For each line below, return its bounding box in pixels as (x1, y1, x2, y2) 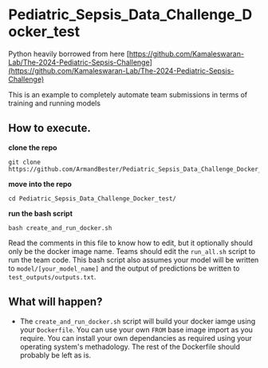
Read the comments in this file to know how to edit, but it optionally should (8, 238, 254, 247)
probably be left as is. (19, 350, 92, 360)
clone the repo (8, 142, 57, 152)
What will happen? (8, 295, 103, 309)
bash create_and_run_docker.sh (8, 224, 112, 232)
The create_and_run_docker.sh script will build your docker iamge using (19, 316, 256, 326)
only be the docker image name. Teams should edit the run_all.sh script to (8, 246, 256, 256)
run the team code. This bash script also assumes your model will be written (8, 255, 259, 264)
